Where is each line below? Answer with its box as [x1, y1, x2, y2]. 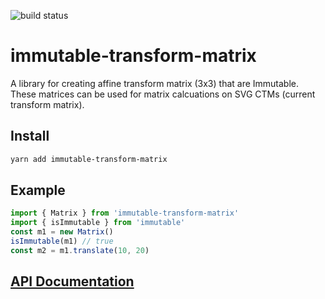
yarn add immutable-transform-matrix [10, 154, 168, 164]
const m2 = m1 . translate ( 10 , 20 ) [10, 245, 150, 255]
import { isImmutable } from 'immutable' [10, 218, 186, 228]
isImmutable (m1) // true [10, 236, 114, 247]
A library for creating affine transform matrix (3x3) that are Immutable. [10, 77, 300, 89]
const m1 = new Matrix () [10, 227, 114, 237]
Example [10, 182, 66, 199]
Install [10, 128, 50, 145]
